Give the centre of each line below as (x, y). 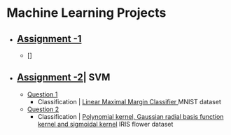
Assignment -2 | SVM (63, 77)
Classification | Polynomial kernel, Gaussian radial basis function (131, 116)
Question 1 (42, 94)
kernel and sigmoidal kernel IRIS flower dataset (105, 124)
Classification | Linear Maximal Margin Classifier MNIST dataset (129, 101)
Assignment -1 (49, 39)
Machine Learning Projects (86, 13)
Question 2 (43, 109)
